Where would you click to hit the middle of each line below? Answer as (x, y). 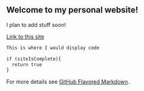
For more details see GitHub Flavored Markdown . (68, 82)
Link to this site (25, 37)
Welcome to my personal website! (72, 10)
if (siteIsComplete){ (34, 59)
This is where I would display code (53, 48)
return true (27, 64)
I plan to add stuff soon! (36, 24)
